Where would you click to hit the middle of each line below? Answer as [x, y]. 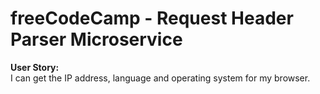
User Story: [35, 67]
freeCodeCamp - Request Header [152, 18]
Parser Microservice [96, 39]
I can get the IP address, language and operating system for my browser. [160, 78]
